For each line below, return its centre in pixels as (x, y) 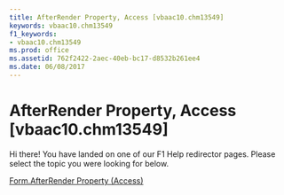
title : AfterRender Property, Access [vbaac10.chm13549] (117, 17)
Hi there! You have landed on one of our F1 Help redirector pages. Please (142, 154)
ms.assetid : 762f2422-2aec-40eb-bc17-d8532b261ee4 (105, 58)
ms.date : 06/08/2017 (47, 67)
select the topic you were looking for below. (89, 163)
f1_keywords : (33, 34)
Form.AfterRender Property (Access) (76, 180)
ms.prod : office (39, 51)
